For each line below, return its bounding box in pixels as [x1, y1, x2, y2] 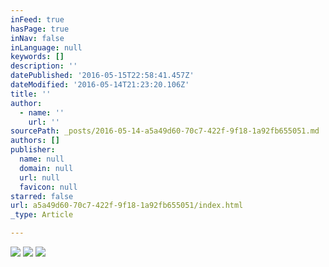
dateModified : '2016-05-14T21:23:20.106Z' [10, 80, 190, 90]
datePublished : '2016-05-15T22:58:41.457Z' [10, 71, 195, 81]
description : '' [10, 61, 78, 71]
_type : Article [10, 210, 74, 220]
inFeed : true [10, 14, 65, 25]
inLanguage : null [10, 42, 83, 53]
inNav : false [10, 33, 65, 43]
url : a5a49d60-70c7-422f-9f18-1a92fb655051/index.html [10, 201, 244, 211]
